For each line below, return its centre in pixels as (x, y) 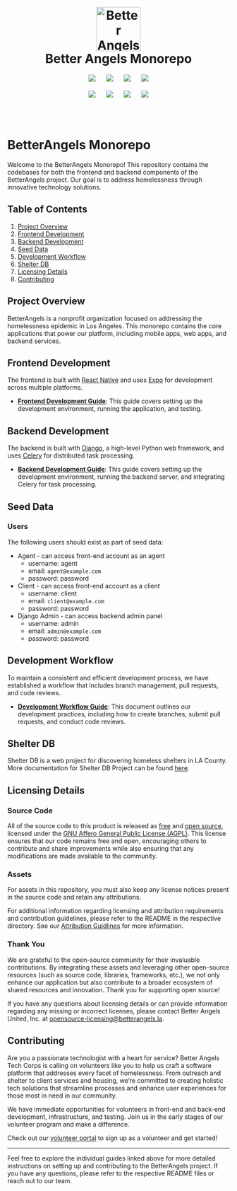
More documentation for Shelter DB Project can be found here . (98, 768)
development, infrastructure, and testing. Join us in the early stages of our (115, 1117)
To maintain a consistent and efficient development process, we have (108, 678)
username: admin (53, 623)
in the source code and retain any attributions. (74, 897)
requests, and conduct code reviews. (71, 721)
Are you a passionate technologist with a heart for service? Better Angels (114, 1058)
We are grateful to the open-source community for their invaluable (104, 960)
